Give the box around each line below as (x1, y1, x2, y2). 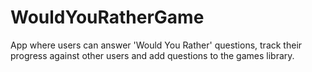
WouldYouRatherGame (10, 6, 205, 29)
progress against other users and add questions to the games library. (10, 49, 295, 61)
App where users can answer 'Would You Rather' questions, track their (10, 39, 303, 51)
